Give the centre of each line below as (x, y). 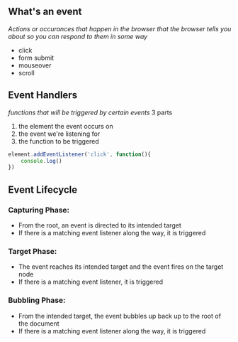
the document (39, 324)
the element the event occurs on (66, 126)
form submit (36, 58)
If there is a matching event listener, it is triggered (91, 282)
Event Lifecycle (42, 189)
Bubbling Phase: (37, 300)
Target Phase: (33, 251)
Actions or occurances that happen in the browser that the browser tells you (120, 28)
